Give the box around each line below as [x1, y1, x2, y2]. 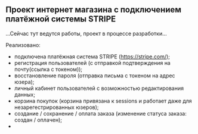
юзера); [14, 78, 35, 85]
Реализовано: [5, 41, 41, 48]
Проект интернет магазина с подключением [5, 5, 182, 15]
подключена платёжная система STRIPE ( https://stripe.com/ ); [14, 53, 171, 60]
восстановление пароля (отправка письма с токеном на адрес [14, 71, 175, 79]
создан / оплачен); [14, 116, 63, 123]
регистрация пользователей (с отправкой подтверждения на [14, 59, 171, 66]
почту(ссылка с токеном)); [14, 66, 83, 73]
